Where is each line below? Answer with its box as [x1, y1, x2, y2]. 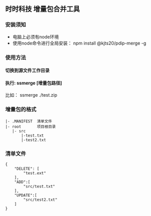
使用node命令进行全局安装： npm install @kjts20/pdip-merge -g [12, 40, 146, 46]
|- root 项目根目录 [5, 124, 56, 129]
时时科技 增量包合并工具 [5, 5, 80, 14]
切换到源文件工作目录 [5, 67, 49, 73]
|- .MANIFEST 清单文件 [5, 118, 52, 124]
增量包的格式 [5, 106, 37, 113]
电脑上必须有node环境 [12, 33, 59, 39]
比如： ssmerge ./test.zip [5, 92, 58, 98]
